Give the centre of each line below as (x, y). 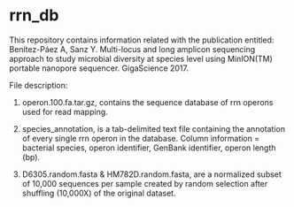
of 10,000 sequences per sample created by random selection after (145, 183)
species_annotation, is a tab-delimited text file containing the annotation (154, 128)
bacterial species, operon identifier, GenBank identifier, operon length (149, 148)
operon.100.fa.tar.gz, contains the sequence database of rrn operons (147, 102)
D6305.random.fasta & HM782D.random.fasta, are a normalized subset (151, 174)
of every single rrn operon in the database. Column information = (140, 138)
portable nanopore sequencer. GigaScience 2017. (99, 68)
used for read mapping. (65, 111)
